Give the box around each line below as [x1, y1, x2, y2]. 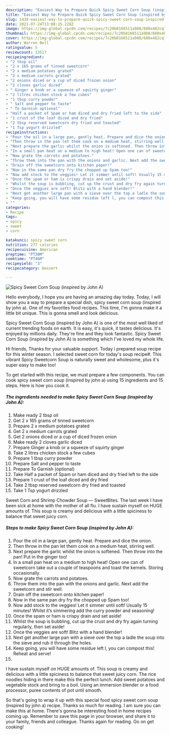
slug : [6, 17, 17, 22]
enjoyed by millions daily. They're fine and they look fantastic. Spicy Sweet [6, 330, 161, 336]
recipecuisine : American [6, 247, 58, 252]
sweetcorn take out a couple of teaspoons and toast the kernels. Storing [13, 565, 163, 571]
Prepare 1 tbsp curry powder [13, 455, 73, 461]
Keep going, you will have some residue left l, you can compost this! [13, 645, 154, 651]
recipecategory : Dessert [6, 266, 58, 271]
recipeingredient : [6, 54, 44, 60]
